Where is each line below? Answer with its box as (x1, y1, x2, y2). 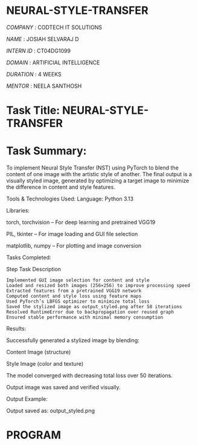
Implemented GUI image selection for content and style (6, 277, 150, 283)
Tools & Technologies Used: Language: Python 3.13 (6, 195, 134, 203)
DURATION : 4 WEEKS (6, 70, 62, 77)
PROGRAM (6, 428, 62, 442)
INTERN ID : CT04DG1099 (6, 47, 71, 54)
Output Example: (6, 395, 48, 403)
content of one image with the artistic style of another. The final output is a (6, 171, 192, 178)
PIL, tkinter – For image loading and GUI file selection (6, 231, 138, 238)
